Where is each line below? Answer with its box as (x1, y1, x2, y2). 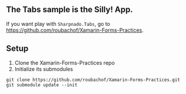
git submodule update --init (6, 82, 78, 88)
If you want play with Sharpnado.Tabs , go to (6, 20, 111, 27)
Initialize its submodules (14, 65, 74, 72)
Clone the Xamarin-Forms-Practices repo (14, 59, 115, 66)
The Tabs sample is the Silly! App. (6, 5, 134, 15)
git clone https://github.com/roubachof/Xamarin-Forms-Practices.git (6, 76, 181, 83)
